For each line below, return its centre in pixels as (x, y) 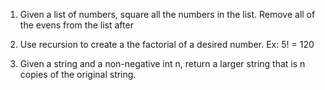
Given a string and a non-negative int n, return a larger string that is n (162, 63)
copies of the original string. (78, 74)
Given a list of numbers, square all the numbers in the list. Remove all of (167, 14)
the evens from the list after (76, 25)
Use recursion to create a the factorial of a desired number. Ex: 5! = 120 (167, 44)
